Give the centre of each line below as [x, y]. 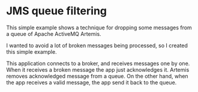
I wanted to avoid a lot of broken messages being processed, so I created [97, 45]
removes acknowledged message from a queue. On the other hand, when [97, 76]
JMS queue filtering [56, 11]
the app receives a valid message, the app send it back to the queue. [91, 82]
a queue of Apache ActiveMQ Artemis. [54, 33]
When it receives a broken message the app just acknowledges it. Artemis [98, 69]
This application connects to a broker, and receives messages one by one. [98, 63]
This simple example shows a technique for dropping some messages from [99, 27]
